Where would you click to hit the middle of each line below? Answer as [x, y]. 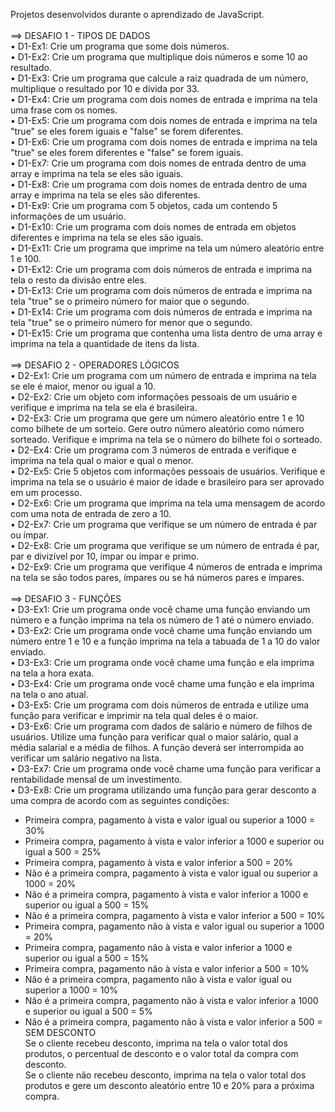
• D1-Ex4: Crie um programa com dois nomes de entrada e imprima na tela [164, 99]
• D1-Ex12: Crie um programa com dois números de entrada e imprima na [161, 269]
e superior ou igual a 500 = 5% [88, 1011]
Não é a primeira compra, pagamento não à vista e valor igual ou [158, 979]
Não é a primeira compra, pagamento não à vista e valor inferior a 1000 [171, 1000]
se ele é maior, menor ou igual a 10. [83, 386]
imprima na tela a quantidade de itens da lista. [105, 343]
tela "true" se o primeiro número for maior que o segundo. [130, 301]
